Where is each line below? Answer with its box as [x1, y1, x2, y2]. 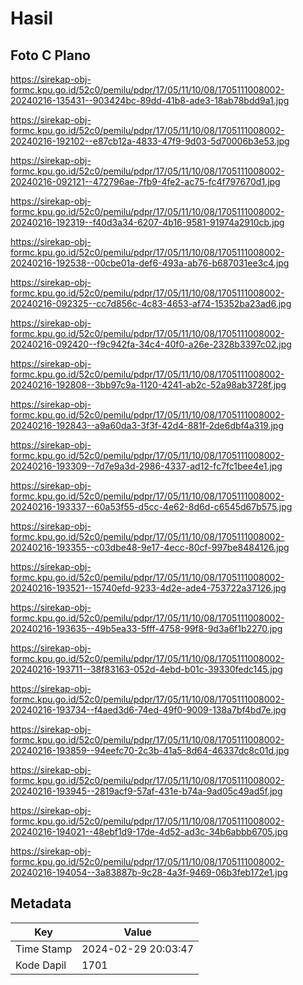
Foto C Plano [10, 47, 91, 64]
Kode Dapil [15, 958, 67, 972]
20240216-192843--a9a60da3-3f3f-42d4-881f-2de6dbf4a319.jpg [10, 420, 285, 431]
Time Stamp [15, 942, 73, 956]
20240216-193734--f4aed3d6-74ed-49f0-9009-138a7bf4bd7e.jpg [10, 704, 287, 716]
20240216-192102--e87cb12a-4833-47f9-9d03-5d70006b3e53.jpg [10, 135, 290, 147]
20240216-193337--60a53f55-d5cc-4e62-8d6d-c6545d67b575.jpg [10, 501, 293, 512]
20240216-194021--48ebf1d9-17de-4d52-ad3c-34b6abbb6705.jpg [10, 826, 288, 837]
